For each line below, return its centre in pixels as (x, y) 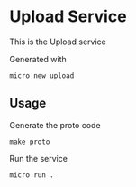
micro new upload (42, 75)
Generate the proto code (55, 125)
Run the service (38, 158)
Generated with (38, 59)
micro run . (32, 175)
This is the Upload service (58, 42)
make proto (30, 142)
